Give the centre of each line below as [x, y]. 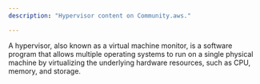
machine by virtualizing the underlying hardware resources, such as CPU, [129, 62]
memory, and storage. [45, 71]
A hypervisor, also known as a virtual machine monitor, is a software [120, 46]
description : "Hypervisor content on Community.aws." [100, 16]
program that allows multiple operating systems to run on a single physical [131, 54]
